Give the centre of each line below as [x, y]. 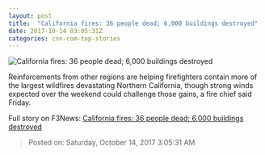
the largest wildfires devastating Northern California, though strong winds [131, 86]
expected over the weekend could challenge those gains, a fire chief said [130, 94]
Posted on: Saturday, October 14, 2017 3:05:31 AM [111, 143]
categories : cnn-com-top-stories [65, 38]
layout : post [30, 16]
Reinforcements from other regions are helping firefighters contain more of [133, 77]
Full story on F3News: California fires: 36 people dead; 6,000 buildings [126, 119]
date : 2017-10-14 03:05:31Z [56, 31]
